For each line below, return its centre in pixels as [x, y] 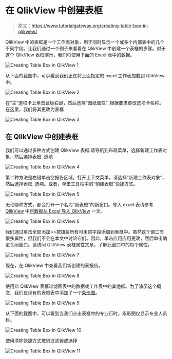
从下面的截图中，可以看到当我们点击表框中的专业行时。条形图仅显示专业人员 [86, 313]
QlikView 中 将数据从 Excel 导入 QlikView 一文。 [55, 211]
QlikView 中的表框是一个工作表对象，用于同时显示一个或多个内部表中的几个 [85, 42]
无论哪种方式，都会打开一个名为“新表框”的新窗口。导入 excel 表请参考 [79, 204]
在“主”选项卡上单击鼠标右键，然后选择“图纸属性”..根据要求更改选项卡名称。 [85, 102]
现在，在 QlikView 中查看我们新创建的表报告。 [54, 265]
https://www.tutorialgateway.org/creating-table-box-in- [90, 26]
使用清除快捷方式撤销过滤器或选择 [41, 341]
